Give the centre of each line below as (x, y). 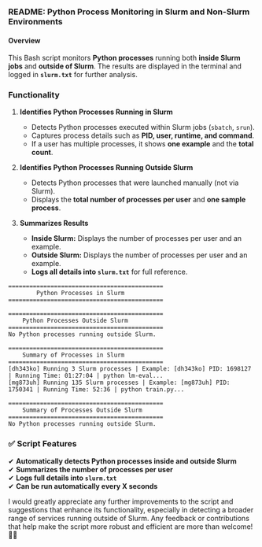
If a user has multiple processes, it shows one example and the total (142, 144)
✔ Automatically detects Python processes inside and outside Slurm (123, 461)
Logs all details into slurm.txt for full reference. (109, 272)
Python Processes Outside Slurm (75, 321)
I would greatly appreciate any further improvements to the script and (121, 501)
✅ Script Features (42, 444)
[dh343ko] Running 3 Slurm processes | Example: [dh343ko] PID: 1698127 (130, 369)
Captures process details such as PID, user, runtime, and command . (143, 135)
